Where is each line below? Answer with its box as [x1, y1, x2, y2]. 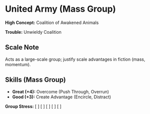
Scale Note [5, 43, 39, 52]
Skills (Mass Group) [5, 76, 66, 84]
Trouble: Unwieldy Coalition [5, 29, 62, 35]
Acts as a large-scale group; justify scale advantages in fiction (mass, [5, 56, 146, 62]
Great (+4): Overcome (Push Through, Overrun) [12, 89, 109, 94]
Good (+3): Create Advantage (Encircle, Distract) [12, 94, 111, 100]
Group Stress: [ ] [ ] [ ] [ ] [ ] [5, 103, 62, 109]
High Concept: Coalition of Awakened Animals [5, 20, 99, 25]
